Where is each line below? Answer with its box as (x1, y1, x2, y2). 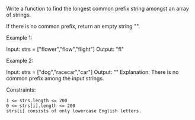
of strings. (6, 11, 31, 18)
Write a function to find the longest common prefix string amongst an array (6, 5, 190, 12)
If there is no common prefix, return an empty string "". (6, 23, 140, 30)
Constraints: (6, 86, 36, 93)
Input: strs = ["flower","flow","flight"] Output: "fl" (6, 46, 124, 53)
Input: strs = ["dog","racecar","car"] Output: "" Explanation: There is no (6, 69, 179, 76)
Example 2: (6, 57, 34, 64)
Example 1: (6, 34, 33, 41)
